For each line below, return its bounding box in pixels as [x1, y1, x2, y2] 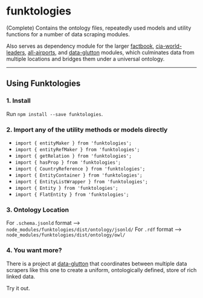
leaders [6, 48, 25, 56]
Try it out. [6, 284, 30, 291]
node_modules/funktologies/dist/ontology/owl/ [6, 232, 126, 238]
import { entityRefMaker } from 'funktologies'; [14, 146, 140, 152]
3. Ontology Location [6, 206, 69, 214]
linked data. [6, 273, 36, 280]
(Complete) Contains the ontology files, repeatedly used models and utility [6, 24, 192, 31]
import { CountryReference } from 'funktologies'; [14, 166, 146, 172]
